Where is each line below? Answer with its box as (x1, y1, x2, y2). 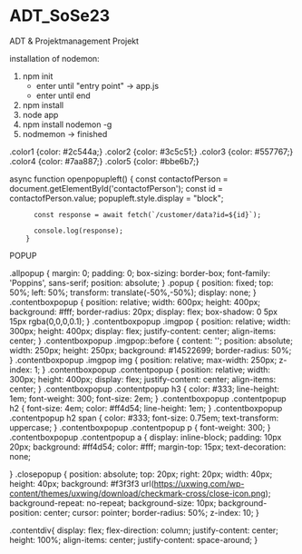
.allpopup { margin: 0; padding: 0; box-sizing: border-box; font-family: (9, 267, 270, 278)
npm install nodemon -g (22, 119, 112, 130)
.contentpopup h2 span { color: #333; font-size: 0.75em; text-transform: (9, 412, 279, 423)
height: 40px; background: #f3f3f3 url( (9, 478, 154, 489)
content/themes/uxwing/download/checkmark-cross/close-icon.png (9, 488, 266, 499)
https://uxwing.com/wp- (153, 478, 245, 489)
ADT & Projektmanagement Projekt (9, 35, 139, 46)
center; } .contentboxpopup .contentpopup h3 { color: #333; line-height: (9, 383, 279, 394)
